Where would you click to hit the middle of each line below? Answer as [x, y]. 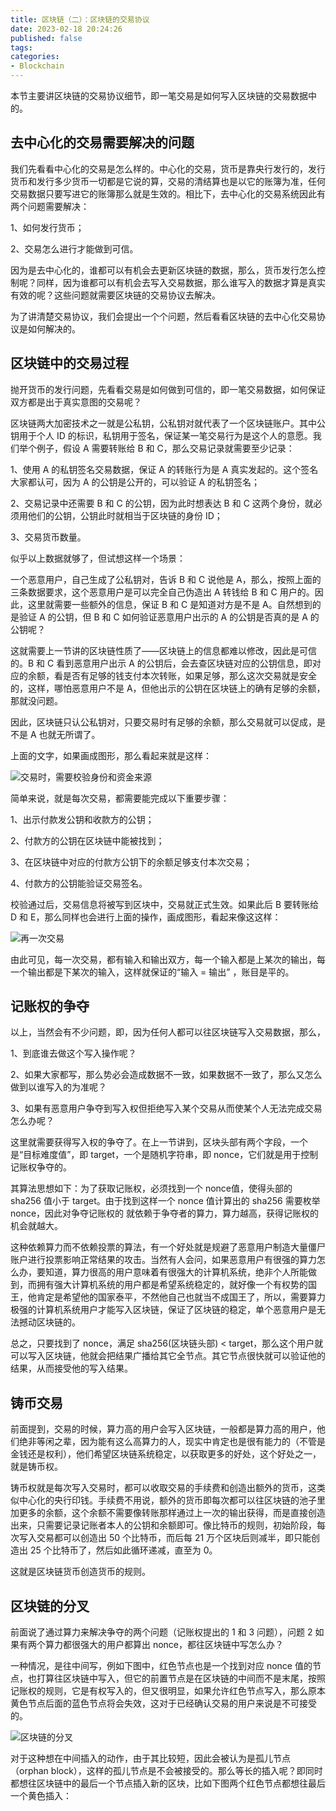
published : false [46, 38]
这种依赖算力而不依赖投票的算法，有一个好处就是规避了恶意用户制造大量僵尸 [168, 1247]
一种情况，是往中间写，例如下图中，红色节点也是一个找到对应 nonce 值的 [161, 1666]
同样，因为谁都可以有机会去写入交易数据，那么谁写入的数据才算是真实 [181, 282]
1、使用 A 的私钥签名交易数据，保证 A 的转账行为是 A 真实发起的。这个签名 [164, 469]
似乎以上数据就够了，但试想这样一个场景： [98, 558]
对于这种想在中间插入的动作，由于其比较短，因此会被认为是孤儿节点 [150, 1758]
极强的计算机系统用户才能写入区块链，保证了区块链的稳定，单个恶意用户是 [163, 1310]
